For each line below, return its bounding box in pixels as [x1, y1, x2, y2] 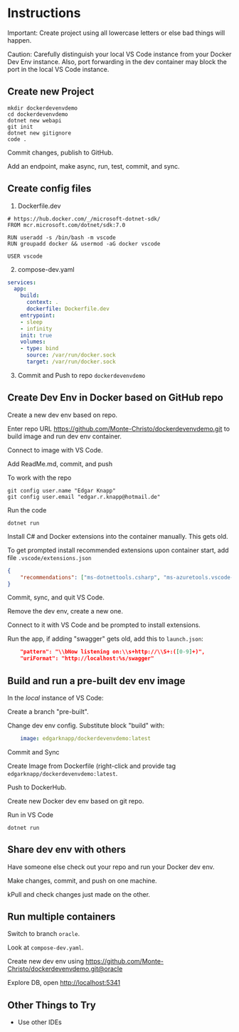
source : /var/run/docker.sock [26, 352, 116, 359]
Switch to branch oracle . [7, 930, 80, 938]
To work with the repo [7, 473, 72, 482]
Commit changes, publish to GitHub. [7, 148, 114, 157]
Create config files [7, 183, 92, 195]
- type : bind [20, 345, 59, 352]
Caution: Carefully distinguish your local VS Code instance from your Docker [7, 50, 232, 58]
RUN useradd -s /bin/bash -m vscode [7, 233, 116, 241]
